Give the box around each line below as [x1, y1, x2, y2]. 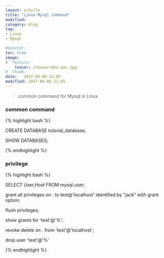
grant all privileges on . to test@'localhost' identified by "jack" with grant [5, 192, 159, 198]
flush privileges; [5, 207, 40, 213]
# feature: [5, 60, 31, 65]
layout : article [5, 7, 40, 13]
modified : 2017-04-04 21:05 [5, 79, 66, 84]
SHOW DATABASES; [5, 137, 48, 144]
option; [5, 197, 21, 204]
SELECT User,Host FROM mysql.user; [5, 182, 85, 188]
